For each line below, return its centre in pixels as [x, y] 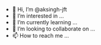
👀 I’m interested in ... [38, 16]
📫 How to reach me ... [40, 36]
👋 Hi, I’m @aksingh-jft [39, 9]
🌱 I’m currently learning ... [45, 22]
